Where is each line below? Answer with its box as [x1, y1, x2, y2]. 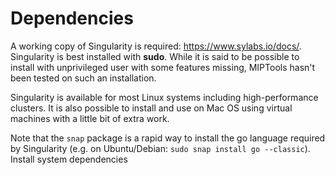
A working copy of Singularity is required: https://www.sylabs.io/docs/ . [10, 40, 302, 52]
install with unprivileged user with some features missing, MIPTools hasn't [10, 61, 316, 73]
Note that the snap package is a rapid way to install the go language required [10, 132, 326, 144]
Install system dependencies [10, 153, 128, 165]
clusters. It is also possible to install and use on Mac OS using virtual [10, 102, 293, 114]
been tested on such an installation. [10, 72, 157, 84]
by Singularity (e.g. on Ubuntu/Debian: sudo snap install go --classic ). [10, 142, 311, 154]
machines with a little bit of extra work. [10, 112, 170, 124]
